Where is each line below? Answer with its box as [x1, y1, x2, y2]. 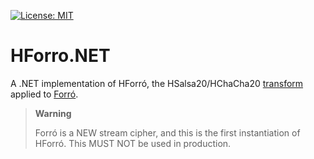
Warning [34, 107, 72, 119]
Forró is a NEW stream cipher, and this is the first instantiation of [34, 126, 301, 139]
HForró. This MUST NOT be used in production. [34, 137, 232, 149]
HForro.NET [10, 45, 111, 67]
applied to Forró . [10, 88, 79, 100]
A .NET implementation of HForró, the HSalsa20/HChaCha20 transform [10, 77, 304, 89]
